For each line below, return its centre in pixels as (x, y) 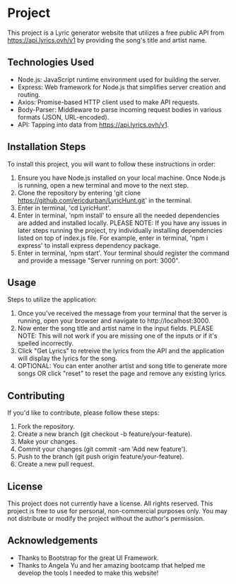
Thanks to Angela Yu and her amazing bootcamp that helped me (111, 565)
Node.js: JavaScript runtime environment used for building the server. (119, 79)
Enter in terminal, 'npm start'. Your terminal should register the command (123, 253)
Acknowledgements (53, 540)
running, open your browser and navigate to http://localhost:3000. (114, 321)
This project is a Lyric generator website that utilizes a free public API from (116, 33)
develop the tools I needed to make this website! (88, 573)
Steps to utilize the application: (52, 299)
